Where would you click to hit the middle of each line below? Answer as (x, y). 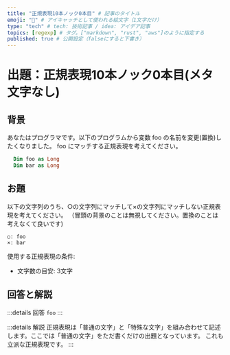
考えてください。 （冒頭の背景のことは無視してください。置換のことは (118, 215)
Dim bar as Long (36, 165)
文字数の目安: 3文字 (45, 271)
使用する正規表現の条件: (41, 256)
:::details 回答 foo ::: (35, 312)
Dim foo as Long (36, 159)
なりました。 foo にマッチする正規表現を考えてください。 (100, 146)
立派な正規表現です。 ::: (41, 344)
